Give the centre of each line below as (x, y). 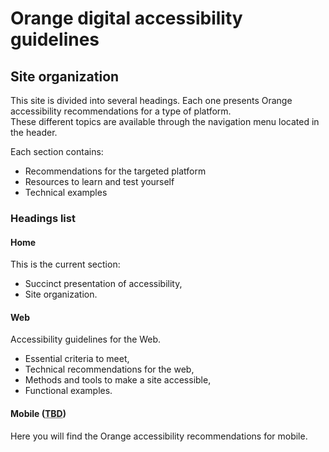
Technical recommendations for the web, (109, 369)
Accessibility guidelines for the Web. (86, 339)
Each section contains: (57, 151)
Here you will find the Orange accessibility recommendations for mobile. (159, 436)
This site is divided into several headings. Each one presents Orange (151, 100)
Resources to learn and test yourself (99, 181)
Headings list (43, 218)
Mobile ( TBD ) (38, 413)
